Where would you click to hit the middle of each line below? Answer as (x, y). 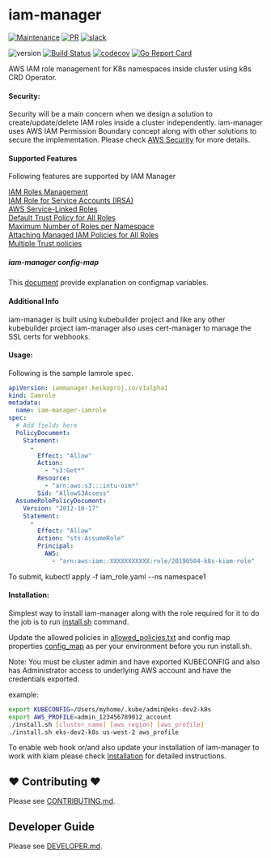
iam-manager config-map (54, 262)
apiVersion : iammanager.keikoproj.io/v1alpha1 (88, 388)
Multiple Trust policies (45, 244)
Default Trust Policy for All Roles (62, 218)
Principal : (56, 546)
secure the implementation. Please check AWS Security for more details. (129, 140)
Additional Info (34, 301)
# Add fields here (47, 426)
